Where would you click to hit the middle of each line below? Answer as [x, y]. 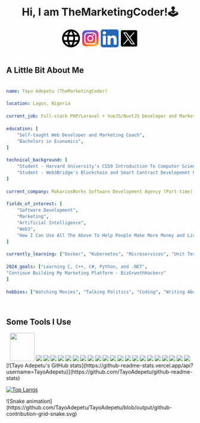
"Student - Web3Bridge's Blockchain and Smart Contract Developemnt [104, 173]
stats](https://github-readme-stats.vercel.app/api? [131, 366]
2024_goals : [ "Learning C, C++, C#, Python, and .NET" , [77, 267]
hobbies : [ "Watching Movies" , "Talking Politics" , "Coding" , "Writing [96, 292]
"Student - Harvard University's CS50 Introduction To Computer [98, 167]
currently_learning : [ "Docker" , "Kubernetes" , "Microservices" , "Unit [96, 254]
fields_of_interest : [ [34, 204]
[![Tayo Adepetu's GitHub [37, 366]
